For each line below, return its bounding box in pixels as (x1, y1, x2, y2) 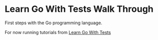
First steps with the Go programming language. (5, 20, 103, 26)
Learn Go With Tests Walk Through (5, 3, 154, 15)
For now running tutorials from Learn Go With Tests (5, 29, 111, 35)
